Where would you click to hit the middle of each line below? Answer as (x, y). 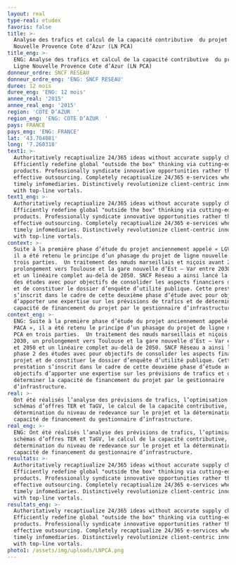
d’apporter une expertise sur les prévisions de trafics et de (108, 302)
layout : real (26, 14)
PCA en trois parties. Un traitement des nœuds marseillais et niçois (121, 334)
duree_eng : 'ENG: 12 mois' (47, 92)
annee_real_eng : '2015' (42, 106)
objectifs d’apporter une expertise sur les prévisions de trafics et (119, 374)
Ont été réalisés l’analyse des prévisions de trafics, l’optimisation (121, 400)
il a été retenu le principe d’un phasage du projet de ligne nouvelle (121, 256)
